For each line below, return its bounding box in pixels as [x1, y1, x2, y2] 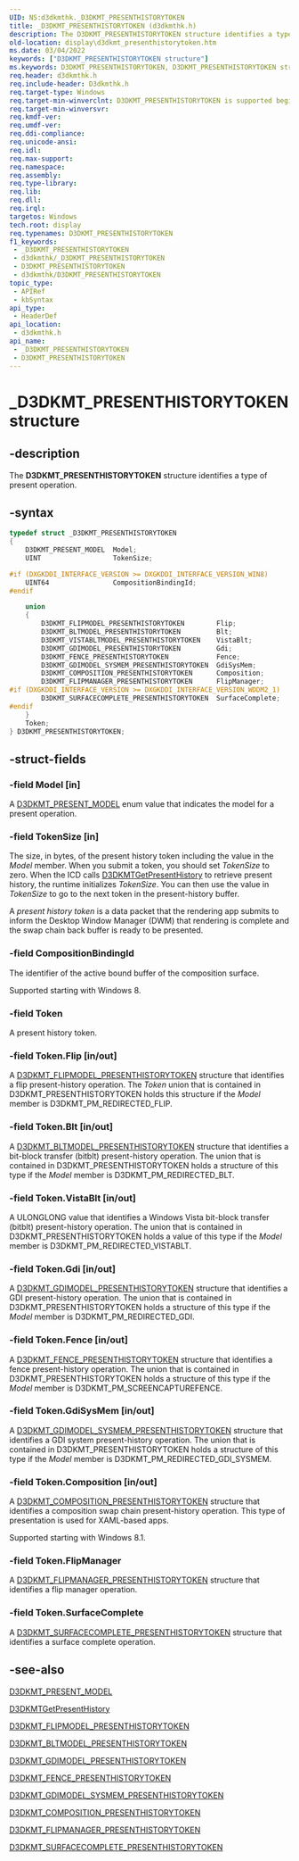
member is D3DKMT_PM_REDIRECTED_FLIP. [9, 1099, 174, 1109]
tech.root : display [9, 220, 82, 229]
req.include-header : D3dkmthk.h [9, 79, 129, 88]
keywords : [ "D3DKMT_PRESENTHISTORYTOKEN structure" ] [9, 54, 209, 63]
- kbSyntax [12, 295, 53, 304]
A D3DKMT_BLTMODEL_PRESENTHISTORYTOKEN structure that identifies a [9, 1141, 289, 1151]
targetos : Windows [9, 212, 77, 221]
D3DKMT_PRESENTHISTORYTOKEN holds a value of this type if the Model [9, 1231, 283, 1242]
